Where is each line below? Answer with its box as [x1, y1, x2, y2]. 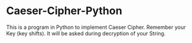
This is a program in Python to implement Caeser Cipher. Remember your [6, 24, 186, 31]
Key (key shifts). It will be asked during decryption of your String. [6, 29, 166, 37]
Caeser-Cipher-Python [6, 4, 122, 18]
